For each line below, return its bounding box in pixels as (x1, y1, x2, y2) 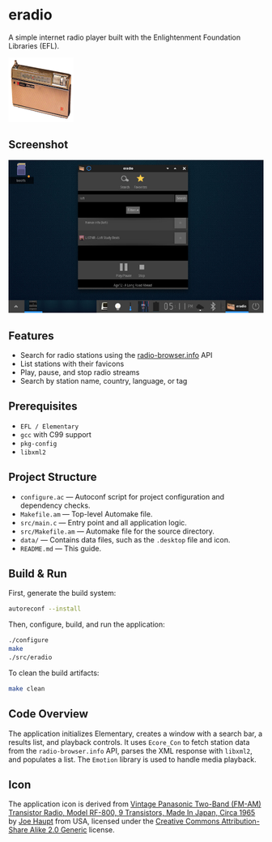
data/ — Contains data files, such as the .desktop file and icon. (19, 534, 231, 544)
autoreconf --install (8, 605, 82, 613)
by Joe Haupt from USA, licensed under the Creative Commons (8, 816, 220, 827)
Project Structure (8, 470, 97, 484)
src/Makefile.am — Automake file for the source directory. (19, 526, 215, 536)
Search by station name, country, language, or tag (19, 376, 188, 385)
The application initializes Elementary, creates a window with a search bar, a (8, 729, 263, 738)
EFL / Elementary (19, 423, 79, 431)
